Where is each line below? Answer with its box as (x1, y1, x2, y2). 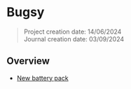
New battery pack (16, 74, 69, 82)
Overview (6, 55, 50, 67)
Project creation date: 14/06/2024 (23, 27, 122, 36)
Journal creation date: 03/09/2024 (23, 34, 125, 43)
